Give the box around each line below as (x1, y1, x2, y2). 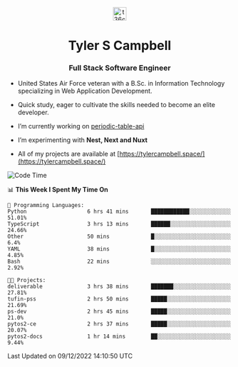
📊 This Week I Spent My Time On (7, 186, 108, 194)
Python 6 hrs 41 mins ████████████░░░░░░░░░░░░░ (7, 208, 232, 216)
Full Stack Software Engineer (68, 63, 171, 73)
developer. (17, 108, 49, 117)
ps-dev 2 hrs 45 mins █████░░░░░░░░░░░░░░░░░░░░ (7, 308, 232, 316)
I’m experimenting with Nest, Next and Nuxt (17, 136, 148, 144)
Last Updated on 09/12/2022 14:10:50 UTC (7, 352, 133, 361)
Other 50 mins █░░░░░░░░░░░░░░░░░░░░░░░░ (7, 233, 232, 241)
